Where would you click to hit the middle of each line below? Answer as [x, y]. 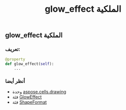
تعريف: [13, 49]
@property [15, 59]
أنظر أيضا [15, 81]
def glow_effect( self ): [30, 64]
